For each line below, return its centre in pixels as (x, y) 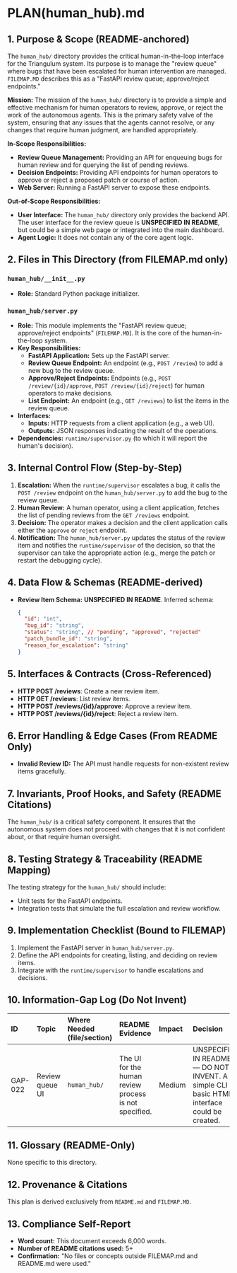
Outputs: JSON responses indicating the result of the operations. (123, 430)
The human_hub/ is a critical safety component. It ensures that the (102, 822)
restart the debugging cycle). (60, 560)
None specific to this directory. (52, 1163)
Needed (81, 1029)
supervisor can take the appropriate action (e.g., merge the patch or (116, 553)
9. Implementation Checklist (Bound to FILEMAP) (117, 931)
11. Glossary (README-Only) (71, 1145)
